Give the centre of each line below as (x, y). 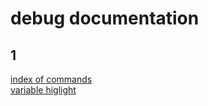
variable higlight (43, 90)
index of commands (51, 79)
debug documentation (105, 18)
